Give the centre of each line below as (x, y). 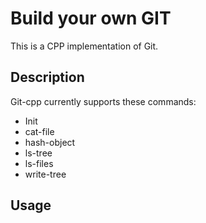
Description (47, 77)
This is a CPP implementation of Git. (84, 46)
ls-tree (38, 153)
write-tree (45, 174)
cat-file (39, 131)
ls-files (39, 163)
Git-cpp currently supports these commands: (103, 101)
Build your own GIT (91, 18)
